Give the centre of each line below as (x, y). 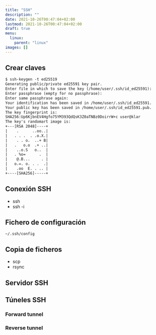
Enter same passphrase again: (37, 98)
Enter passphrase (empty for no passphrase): (54, 94)
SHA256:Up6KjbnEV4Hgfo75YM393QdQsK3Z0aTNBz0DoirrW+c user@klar (73, 117)
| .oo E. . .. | (27, 169)
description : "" (22, 15)
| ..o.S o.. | (27, 150)
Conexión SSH (28, 189)
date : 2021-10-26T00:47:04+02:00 (40, 19)
